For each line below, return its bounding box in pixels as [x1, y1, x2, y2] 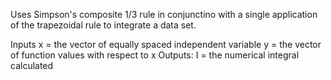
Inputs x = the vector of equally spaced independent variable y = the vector [10, 39, 322, 50]
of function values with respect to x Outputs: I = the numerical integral [10, 49, 300, 61]
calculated [10, 60, 54, 71]
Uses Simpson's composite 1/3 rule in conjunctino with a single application [10, 9, 318, 20]
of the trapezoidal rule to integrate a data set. [10, 19, 197, 31]
